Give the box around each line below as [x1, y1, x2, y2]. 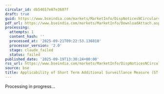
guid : [5, 16, 16, 21]
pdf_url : [5, 20, 23, 26]
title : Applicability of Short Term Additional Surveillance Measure [5, 70, 150, 75]
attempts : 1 [9, 30, 34, 34]
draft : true [5, 12, 29, 16]
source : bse [5, 66, 29, 71]
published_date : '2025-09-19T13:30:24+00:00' [5, 57, 99, 62]
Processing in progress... [5, 83, 55, 89]
